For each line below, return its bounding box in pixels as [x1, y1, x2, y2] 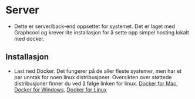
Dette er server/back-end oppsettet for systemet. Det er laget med [14, 23, 176, 30]
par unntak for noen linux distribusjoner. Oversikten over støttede [14, 73, 172, 80]
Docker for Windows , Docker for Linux [14, 86, 107, 93]
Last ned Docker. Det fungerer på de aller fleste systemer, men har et [14, 68, 182, 75]
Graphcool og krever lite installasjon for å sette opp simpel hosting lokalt [14, 29, 189, 36]
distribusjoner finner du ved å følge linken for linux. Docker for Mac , [14, 80, 179, 87]
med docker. [14, 35, 45, 42]
